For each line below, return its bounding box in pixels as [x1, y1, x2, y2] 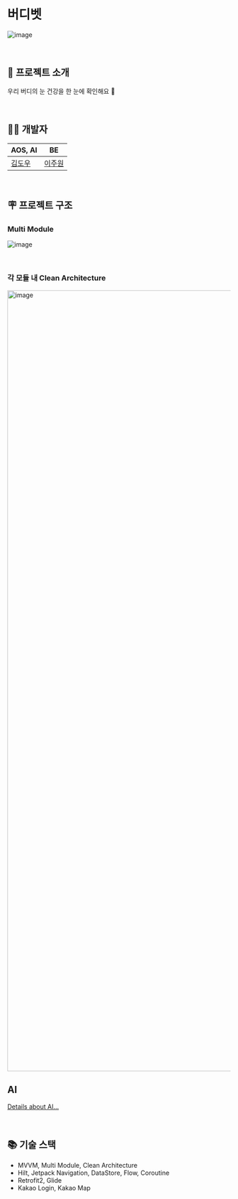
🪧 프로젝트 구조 [7, 199, 73, 211]
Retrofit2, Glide [17, 1176, 62, 1185]
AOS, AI [11, 145, 38, 155]
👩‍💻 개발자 [7, 124, 48, 136]
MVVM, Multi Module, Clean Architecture [17, 1161, 138, 1170]
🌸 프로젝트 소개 [7, 67, 69, 79]
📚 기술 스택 [7, 1139, 57, 1151]
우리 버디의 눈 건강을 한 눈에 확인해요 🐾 [7, 87, 115, 95]
